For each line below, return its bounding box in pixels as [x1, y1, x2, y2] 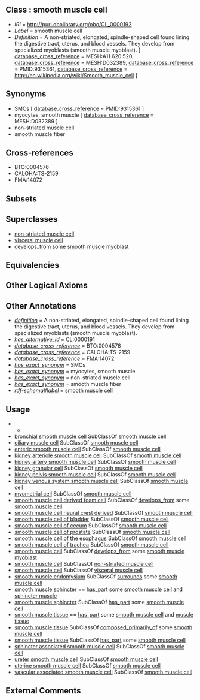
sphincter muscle [14, 592, 57, 599]
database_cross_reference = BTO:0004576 [14, 342, 121, 349]
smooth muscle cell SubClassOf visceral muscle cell [14, 566, 143, 574]
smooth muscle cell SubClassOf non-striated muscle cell [14, 560, 154, 568]
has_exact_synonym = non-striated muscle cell [14, 374, 131, 381]
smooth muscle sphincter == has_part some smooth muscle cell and [14, 586, 183, 593]
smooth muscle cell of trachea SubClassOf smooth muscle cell [14, 541, 169, 548]
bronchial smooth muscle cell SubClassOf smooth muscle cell [14, 433, 167, 440]
